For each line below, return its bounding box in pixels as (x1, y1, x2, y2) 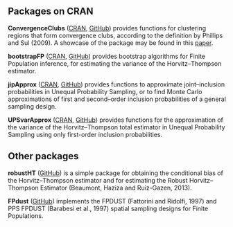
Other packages (8, 150, 79, 162)
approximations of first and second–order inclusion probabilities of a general (8, 95, 226, 103)
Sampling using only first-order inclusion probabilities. (8, 130, 162, 138)
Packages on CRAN (8, 6, 94, 17)
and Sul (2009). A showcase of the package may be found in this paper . (8, 38, 214, 47)
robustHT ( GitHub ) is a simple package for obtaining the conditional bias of (8, 169, 224, 177)
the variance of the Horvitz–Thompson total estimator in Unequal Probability (8, 122, 225, 131)
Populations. (8, 211, 44, 220)
